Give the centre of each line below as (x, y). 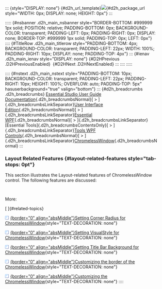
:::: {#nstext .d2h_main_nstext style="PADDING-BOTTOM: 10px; (69, 73)
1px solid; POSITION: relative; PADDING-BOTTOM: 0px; (60, 28)
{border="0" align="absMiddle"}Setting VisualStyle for (65, 233)
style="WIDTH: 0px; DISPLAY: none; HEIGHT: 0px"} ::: (59, 13)
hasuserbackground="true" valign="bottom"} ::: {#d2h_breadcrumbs (74, 89)
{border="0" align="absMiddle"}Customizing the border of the (73, 262)
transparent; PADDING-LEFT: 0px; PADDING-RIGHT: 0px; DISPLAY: (89, 33)
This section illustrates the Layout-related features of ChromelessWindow (79, 175)
